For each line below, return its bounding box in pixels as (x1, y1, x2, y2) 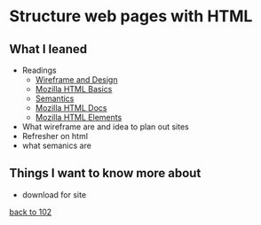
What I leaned (9, 42, 88, 57)
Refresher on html (21, 131, 89, 141)
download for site (21, 189, 87, 200)
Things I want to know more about (9, 166, 202, 181)
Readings (21, 65, 57, 75)
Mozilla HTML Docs (35, 103, 107, 112)
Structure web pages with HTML (9, 6, 253, 27)
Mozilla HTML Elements (35, 112, 123, 122)
